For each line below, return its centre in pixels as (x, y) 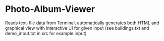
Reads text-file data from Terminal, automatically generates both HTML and (82, 23)
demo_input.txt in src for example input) (46, 33)
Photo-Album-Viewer (50, 9)
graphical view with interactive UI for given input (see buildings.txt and (77, 28)
